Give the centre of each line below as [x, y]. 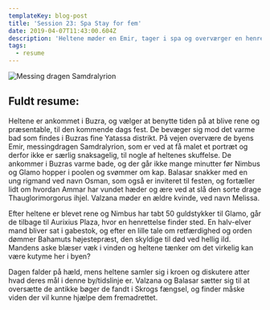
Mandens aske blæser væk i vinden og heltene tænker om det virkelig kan [131, 247]
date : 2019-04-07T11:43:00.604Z [62, 31]
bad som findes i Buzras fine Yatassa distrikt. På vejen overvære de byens [131, 138]
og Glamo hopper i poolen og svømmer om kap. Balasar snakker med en [128, 172]
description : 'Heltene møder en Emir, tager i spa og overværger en [125, 38]
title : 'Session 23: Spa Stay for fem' [75, 23]
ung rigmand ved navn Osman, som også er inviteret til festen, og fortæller [132, 180]
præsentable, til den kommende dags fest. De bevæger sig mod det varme [132, 129]
